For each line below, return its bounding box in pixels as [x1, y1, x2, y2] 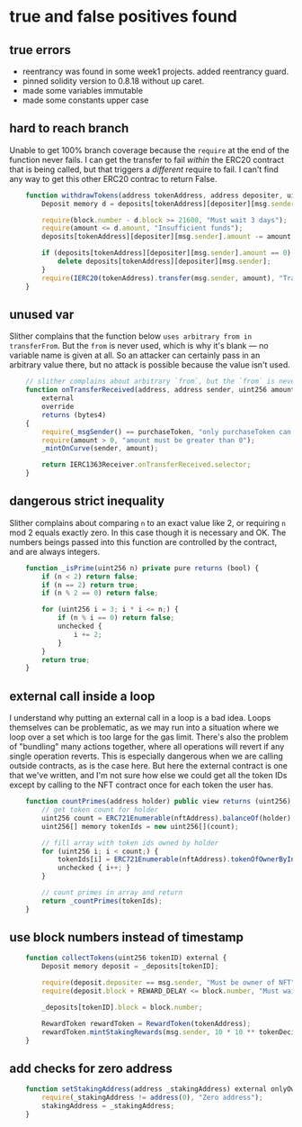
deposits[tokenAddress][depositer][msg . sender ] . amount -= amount [41, 232, 292, 241]
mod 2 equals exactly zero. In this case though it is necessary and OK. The [9, 527, 287, 538]
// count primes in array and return [41, 888, 182, 897]
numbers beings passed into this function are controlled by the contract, [9, 536, 277, 547]
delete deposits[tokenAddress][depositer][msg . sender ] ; [57, 257, 271, 267]
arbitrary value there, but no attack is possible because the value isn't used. [9, 359, 290, 370]
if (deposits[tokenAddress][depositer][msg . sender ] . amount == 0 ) [41, 249, 292, 258]
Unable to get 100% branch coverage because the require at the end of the [9, 144, 289, 155]
